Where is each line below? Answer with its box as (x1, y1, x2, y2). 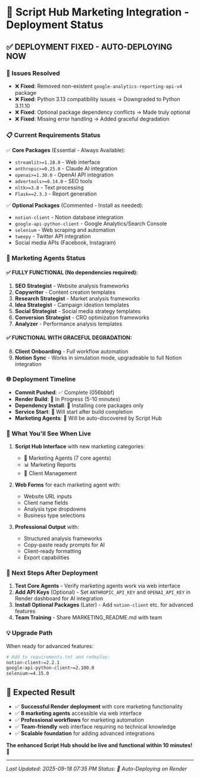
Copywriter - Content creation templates (14, 289, 116, 296)
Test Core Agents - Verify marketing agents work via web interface (14, 582, 180, 590)
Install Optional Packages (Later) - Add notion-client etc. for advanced (14, 602, 193, 609)
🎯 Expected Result (6, 687, 76, 697)
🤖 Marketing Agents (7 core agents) (23, 454, 111, 461)
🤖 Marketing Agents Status (6, 254, 86, 262)
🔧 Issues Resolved (6, 69, 61, 77)
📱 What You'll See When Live (6, 429, 91, 438)
